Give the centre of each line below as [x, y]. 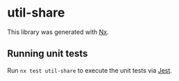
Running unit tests [48, 54]
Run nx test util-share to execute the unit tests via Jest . [89, 70]
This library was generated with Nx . [58, 32]
